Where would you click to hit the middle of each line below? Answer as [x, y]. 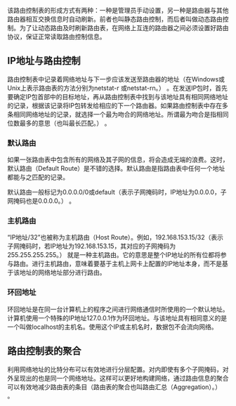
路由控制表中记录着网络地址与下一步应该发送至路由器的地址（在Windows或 [116, 79]
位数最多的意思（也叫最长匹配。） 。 [59, 123]
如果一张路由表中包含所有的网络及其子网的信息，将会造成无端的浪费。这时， [118, 159]
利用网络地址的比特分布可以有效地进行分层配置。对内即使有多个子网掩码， [115, 369]
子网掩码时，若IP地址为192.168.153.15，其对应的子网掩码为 [92, 246]
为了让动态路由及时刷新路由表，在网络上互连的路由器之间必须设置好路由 [124, 28]
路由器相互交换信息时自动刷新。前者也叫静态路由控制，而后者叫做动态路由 [115, 19]
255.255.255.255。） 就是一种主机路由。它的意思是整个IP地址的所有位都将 [114, 255]
